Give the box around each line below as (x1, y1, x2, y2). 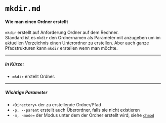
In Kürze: (5, 61, 24, 67)
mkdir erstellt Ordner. (12, 73, 55, 80)
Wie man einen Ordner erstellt (5, 19, 68, 25)
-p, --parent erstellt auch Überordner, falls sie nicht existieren (12, 107, 140, 113)
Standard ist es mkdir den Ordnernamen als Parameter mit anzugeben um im (5, 35, 161, 41)
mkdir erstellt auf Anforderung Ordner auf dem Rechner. (5, 30, 119, 35)
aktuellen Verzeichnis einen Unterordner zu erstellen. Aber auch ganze (5, 40, 149, 46)
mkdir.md (5, 4, 41, 13)
